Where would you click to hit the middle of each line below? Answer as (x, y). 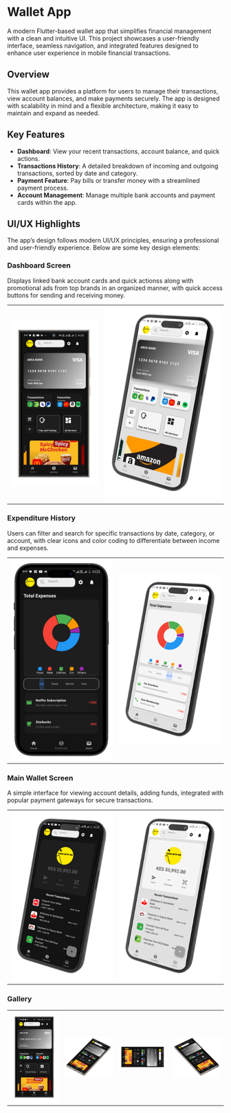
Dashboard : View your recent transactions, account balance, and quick (118, 151)
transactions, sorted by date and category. (77, 173)
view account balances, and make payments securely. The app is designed (113, 98)
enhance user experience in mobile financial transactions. (89, 53)
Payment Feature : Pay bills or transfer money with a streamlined (109, 180)
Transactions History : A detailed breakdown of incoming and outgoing (118, 166)
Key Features (36, 135)
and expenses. (28, 548)
